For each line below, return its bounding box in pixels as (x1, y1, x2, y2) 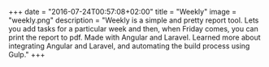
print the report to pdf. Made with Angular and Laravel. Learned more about (8, 32, 262, 42)
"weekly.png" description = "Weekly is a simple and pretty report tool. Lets (8, 15, 259, 25)
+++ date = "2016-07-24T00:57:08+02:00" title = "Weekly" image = (8, 7, 237, 16)
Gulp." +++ (8, 50, 46, 59)
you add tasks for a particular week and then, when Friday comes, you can (8, 24, 258, 33)
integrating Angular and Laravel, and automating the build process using (8, 41, 250, 51)
